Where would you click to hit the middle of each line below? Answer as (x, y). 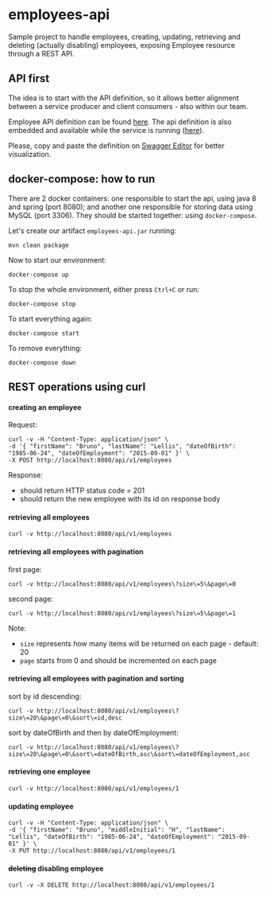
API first (29, 78)
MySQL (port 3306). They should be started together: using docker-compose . (133, 215)
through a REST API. (41, 53)
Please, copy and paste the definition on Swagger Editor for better (116, 146)
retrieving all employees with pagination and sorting (96, 679)
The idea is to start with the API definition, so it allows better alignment (124, 98)
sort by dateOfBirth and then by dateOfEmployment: (93, 732)
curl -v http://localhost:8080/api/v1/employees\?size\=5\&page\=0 (122, 584)
